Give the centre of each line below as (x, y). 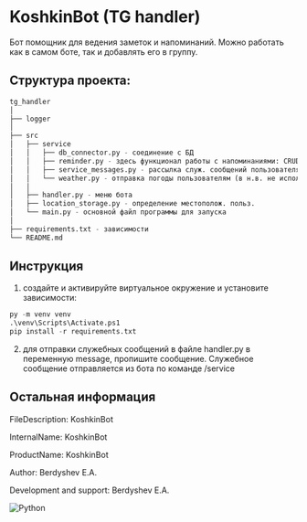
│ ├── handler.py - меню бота (71, 195)
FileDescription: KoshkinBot (62, 419)
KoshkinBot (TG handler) (105, 17)
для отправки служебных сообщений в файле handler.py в (137, 349)
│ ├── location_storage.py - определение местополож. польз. (132, 204)
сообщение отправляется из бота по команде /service (129, 368)
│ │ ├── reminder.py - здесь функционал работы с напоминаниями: (145, 161)
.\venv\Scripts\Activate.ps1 (65, 323)
